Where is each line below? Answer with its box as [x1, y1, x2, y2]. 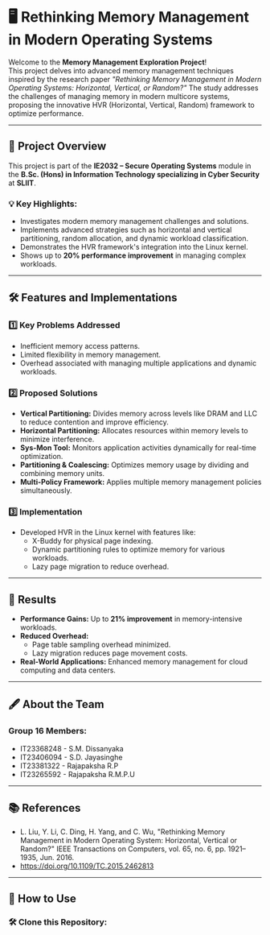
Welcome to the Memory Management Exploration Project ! [8, 57, 207, 67]
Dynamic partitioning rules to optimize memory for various [31, 544, 225, 554]
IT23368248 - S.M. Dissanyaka [19, 743, 125, 753]
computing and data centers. [19, 665, 117, 675]
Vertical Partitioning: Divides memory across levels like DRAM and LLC [19, 409, 258, 419]
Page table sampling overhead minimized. [31, 639, 171, 650]
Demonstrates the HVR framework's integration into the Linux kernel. [19, 242, 249, 252]
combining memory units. [19, 469, 105, 478]
